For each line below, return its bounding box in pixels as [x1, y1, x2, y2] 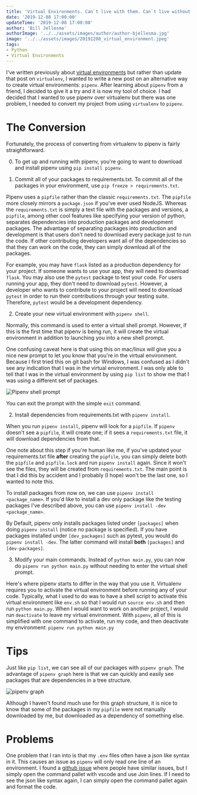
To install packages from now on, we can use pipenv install [6, 489, 154, 496]
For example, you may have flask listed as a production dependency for [6, 261, 181, 268]
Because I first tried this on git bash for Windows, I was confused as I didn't [6, 358, 189, 365]
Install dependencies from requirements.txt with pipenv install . [14, 411, 171, 418]
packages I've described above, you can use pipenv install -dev [6, 502, 166, 509]
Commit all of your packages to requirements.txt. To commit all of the [14, 175, 183, 183]
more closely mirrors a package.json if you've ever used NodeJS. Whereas [6, 199, 187, 206]
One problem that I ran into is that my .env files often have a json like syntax [6, 752, 190, 759]
